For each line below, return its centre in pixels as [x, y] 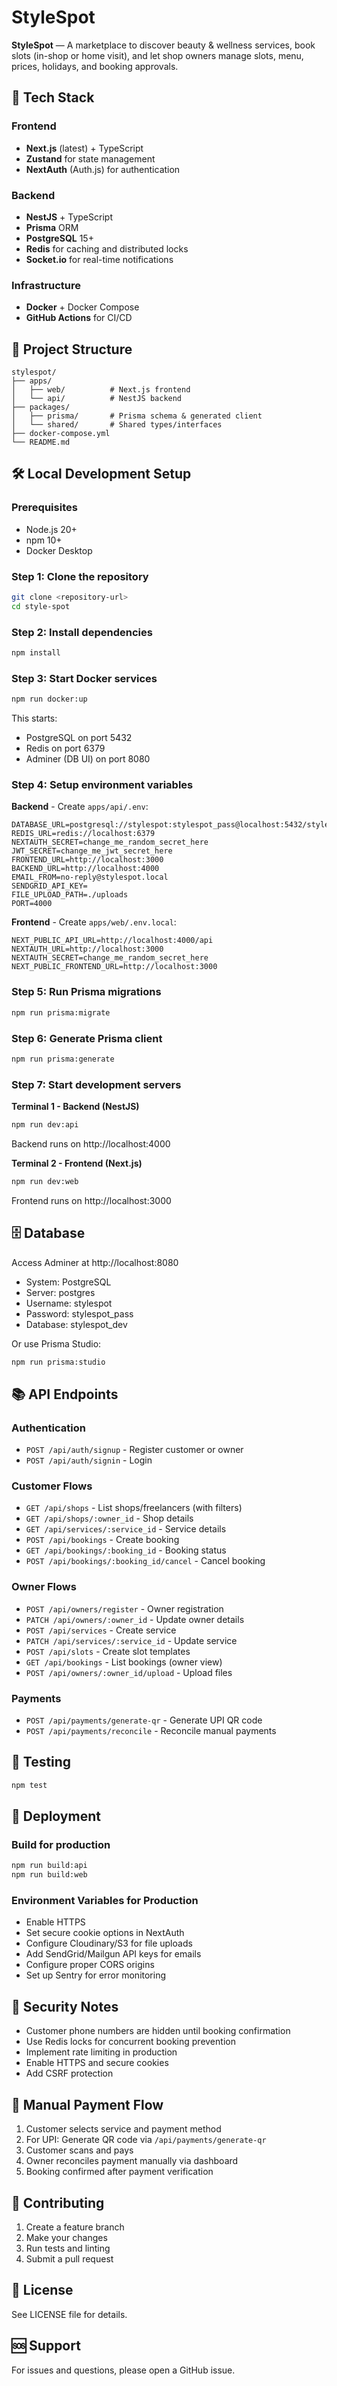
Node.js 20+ [51, 529]
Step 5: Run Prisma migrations [86, 992]
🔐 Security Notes [65, 2006]
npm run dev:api [45, 1125]
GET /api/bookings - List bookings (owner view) [124, 1662]
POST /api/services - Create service [101, 1630]
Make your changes [66, 2237]
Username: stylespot [69, 1303]
